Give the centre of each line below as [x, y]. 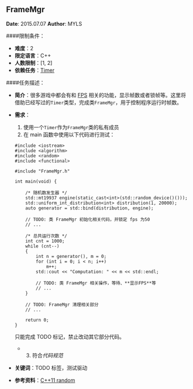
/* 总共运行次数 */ [46, 236]
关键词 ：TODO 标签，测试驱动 [51, 367]
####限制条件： [25, 36]
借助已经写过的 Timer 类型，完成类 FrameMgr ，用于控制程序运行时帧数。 [98, 102]
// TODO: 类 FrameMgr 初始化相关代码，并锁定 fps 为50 [88, 219]
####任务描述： [25, 82]
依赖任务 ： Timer [34, 70]
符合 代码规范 [47, 355]
